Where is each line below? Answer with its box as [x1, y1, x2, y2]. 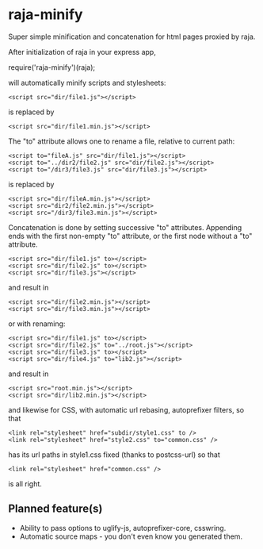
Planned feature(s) [8, 502, 103, 516]
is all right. [8, 478, 42, 489]
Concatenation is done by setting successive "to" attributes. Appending [8, 222, 242, 232]
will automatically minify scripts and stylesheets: [8, 78, 166, 87]
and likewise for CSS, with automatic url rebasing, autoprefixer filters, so [8, 405, 244, 414]
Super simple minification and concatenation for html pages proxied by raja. [8, 32, 256, 41]
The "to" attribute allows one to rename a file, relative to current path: [8, 136, 235, 146]
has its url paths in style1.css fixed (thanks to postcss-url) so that [8, 450, 220, 459]
